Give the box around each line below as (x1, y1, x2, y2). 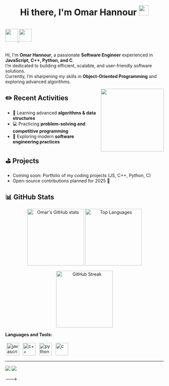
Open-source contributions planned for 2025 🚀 (12, 178, 110, 184)
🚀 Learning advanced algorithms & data (12, 110, 96, 116)
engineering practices (12, 138, 60, 144)
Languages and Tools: (5, 332, 53, 338)
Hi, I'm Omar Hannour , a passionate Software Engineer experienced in (5, 52, 153, 58)
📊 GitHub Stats (5, 193, 54, 201)
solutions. (5, 68, 26, 74)
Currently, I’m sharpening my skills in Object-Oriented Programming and (5, 73, 157, 79)
